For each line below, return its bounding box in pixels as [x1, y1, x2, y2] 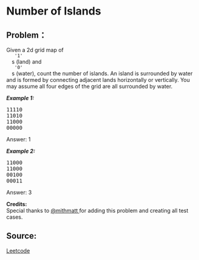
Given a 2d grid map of [6, 47, 64, 53]
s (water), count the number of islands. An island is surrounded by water [12, 70, 193, 77]
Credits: [6, 201, 27, 207]
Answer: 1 [6, 136, 31, 143]
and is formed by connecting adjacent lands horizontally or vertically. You [6, 76, 190, 83]
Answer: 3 [6, 189, 32, 196]
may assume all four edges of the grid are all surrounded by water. [6, 83, 173, 90]
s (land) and [12, 58, 42, 65]
